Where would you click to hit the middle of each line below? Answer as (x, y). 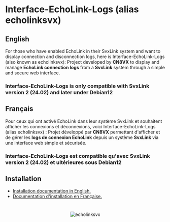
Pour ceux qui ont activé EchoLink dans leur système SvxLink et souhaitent (84, 121)
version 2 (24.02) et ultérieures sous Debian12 (63, 162)
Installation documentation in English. (52, 191)
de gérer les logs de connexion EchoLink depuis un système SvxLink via (82, 137)
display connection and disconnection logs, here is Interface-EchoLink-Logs (85, 57)
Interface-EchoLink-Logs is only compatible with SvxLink (77, 86)
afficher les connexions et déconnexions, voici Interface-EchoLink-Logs (80, 126)
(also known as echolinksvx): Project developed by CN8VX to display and (82, 62)
